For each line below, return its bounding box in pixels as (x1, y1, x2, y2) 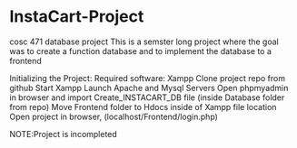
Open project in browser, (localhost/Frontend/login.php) (9, 111, 218, 122)
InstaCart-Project (9, 6, 144, 27)
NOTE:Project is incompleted (9, 128, 118, 139)
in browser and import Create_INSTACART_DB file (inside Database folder (9, 92, 285, 103)
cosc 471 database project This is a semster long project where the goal (9, 36, 279, 47)
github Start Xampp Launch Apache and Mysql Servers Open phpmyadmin (9, 82, 289, 93)
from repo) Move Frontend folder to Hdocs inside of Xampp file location (9, 101, 277, 112)
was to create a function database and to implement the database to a (9, 45, 272, 56)
